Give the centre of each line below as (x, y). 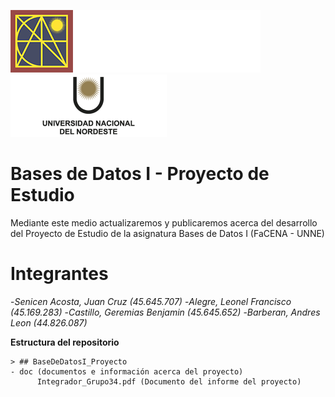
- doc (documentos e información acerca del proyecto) (127, 371)
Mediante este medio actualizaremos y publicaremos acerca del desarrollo (164, 222)
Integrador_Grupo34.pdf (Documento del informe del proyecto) (169, 381)
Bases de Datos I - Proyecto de (140, 174)
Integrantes (59, 274)
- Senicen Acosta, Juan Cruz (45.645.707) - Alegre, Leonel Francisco (151, 301)
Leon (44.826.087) (49, 322)
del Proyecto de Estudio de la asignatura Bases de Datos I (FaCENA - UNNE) (167, 233)
